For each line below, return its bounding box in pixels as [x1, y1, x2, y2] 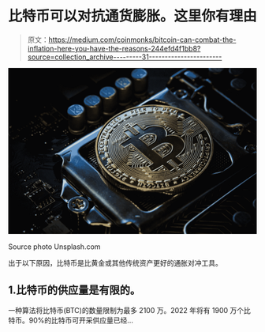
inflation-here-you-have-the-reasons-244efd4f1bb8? [27, 43, 201, 53]
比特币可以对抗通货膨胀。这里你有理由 [8, 7, 258, 25]
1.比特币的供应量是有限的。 [8, 284, 141, 296]
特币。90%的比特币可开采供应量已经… [8, 315, 134, 325]
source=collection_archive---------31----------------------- [27, 52, 222, 62]
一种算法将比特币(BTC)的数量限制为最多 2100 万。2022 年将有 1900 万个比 [8, 306, 251, 315]
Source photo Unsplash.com [8, 242, 101, 251]
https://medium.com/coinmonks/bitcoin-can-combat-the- [48, 35, 237, 44]
